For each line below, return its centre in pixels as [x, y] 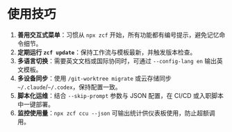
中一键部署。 [35, 104]
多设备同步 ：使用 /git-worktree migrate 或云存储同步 [94, 78]
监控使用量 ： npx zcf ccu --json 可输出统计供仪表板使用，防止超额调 [116, 113]
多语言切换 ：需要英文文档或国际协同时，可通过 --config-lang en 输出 [117, 60]
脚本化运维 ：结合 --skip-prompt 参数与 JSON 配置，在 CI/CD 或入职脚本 [121, 95]
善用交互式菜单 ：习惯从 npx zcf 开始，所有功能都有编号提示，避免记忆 [118, 35]
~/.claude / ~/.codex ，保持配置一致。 [69, 87]
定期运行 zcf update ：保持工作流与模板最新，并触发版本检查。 [107, 52]
